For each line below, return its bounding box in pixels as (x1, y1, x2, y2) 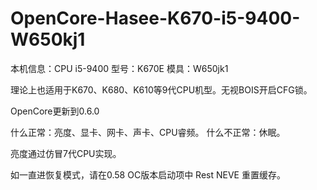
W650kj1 (10, 28, 86, 51)
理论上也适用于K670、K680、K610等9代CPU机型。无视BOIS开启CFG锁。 (10, 83, 313, 96)
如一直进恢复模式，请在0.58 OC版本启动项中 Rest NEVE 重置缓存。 (10, 168, 286, 181)
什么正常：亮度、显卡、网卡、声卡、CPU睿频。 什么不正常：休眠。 (10, 126, 286, 138)
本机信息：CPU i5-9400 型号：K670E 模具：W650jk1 (10, 62, 229, 74)
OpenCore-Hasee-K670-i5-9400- (10, 7, 301, 30)
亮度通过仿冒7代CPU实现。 (10, 147, 122, 159)
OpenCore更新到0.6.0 (10, 105, 100, 117)
